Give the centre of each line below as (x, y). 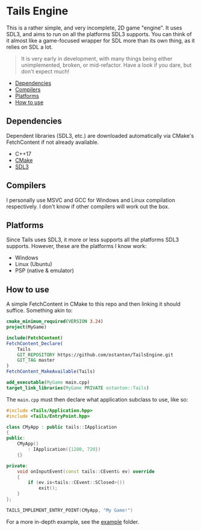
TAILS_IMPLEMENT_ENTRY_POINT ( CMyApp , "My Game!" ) (70, 510)
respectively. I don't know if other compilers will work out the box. (88, 206)
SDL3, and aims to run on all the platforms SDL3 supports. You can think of (99, 34)
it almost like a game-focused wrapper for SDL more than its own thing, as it (100, 40)
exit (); (48, 488)
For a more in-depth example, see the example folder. (73, 521)
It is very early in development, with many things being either (97, 58)
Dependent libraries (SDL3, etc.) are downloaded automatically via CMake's (100, 135)
